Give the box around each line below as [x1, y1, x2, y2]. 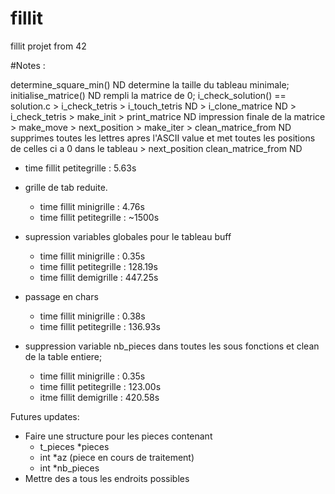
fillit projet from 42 [10, 40, 87, 52]
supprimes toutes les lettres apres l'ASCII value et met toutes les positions [10, 132, 316, 144]
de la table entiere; [24, 350, 103, 362]
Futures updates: [10, 410, 80, 422]
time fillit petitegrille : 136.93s [39, 320, 161, 332]
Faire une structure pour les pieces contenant [24, 430, 213, 442]
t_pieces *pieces [39, 440, 110, 452]
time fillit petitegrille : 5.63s [24, 162, 137, 174]
